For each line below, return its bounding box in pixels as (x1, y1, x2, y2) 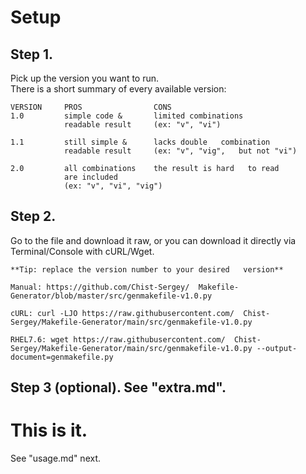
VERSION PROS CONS (10, 102, 172, 112)
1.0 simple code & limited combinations (10, 111, 244, 121)
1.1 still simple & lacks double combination (10, 137, 271, 147)
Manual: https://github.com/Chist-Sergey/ (10, 282, 190, 292)
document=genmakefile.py (10, 352, 114, 362)
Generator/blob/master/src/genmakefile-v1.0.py (10, 291, 213, 301)
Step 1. (10, 46, 54, 63)
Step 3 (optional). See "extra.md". (10, 379, 227, 396)
